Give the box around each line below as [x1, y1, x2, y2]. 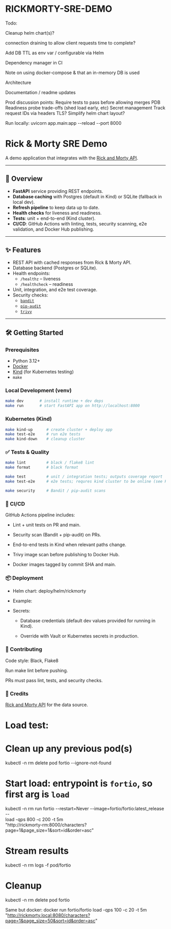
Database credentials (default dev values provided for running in [20, 618, 156, 624]
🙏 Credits [5, 690, 29, 697]
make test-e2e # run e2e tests [5, 432, 81, 437]
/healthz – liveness [20, 276, 61, 282]
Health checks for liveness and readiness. [12, 210, 102, 216]
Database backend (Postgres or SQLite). [12, 264, 98, 271]
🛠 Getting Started [5, 328, 64, 337]
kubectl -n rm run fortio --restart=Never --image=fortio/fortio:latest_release [5, 806, 164, 812]
